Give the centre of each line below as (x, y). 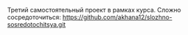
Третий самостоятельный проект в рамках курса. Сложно (94, 10)
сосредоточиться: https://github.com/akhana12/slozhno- (90, 17)
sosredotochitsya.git (37, 24)
